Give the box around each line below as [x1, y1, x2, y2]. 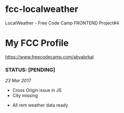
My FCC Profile [5, 37, 69, 49]
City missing [12, 93, 38, 99]
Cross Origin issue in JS [12, 87, 62, 93]
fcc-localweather [5, 3, 79, 15]
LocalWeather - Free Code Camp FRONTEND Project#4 [5, 20, 120, 26]
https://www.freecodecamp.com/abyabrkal [5, 54, 94, 60]
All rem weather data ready [12, 102, 68, 108]
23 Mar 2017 [5, 78, 31, 84]
